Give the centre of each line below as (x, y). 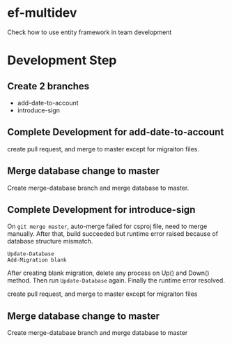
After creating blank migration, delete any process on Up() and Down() (108, 273)
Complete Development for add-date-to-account (116, 132)
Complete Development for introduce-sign (101, 210)
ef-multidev (42, 13)
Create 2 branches (48, 86)
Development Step (62, 60)
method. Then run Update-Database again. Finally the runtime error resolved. (116, 281)
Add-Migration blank (37, 260)
